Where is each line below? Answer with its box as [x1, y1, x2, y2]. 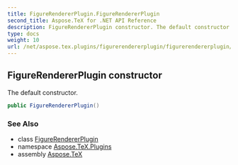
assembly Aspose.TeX [17, 149, 83, 158]
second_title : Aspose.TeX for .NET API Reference [7, 17, 157, 24]
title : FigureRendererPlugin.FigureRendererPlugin [7, 10, 160, 18]
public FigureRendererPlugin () [7, 102, 100, 109]
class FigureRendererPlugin [17, 135, 99, 143]
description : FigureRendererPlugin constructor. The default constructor [7, 23, 230, 30]
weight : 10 [7, 37, 40, 44]
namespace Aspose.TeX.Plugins [17, 142, 112, 151]
